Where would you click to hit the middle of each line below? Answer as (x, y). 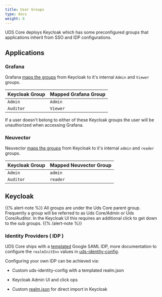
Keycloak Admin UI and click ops (45, 280)
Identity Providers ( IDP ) (34, 236)
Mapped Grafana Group (78, 94)
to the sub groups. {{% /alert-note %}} (44, 223)
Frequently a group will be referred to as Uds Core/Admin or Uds (70, 213)
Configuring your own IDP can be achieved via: (52, 261)
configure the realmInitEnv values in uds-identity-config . (62, 252)
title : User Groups (25, 9)
